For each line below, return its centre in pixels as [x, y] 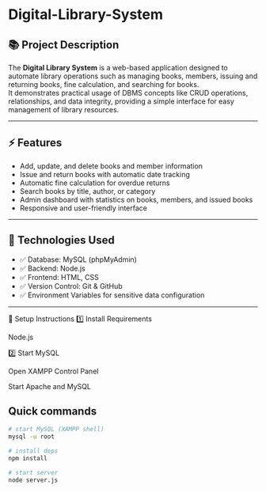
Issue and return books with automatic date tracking [104, 174]
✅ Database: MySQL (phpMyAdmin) [78, 259]
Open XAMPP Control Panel [53, 371]
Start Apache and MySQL [49, 386]
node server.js [33, 480]
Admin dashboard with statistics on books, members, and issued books [136, 199]
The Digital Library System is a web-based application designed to [118, 68]
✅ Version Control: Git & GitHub [71, 286]
